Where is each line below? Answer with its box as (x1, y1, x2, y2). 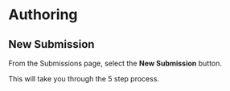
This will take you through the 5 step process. (8, 74, 159, 83)
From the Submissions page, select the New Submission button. (8, 58, 223, 68)
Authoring (8, 6, 78, 24)
